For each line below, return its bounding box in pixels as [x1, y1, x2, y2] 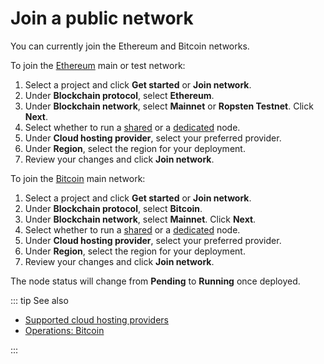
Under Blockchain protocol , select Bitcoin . [24, 202, 203, 214]
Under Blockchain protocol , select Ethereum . [24, 89, 215, 101]
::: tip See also [10, 294, 69, 306]
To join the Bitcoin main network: [10, 172, 146, 184]
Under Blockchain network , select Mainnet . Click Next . [24, 213, 257, 225]
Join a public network [10, 7, 194, 30]
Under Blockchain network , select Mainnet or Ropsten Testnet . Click [24, 100, 314, 112]
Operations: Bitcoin [24, 324, 105, 336]
